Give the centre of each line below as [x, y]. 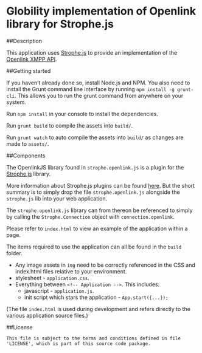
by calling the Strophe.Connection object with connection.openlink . [90, 216]
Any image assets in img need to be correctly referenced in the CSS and [105, 265]
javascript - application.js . [59, 290]
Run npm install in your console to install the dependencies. [82, 114]
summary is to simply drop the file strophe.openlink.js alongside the [93, 192]
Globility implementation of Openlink [101, 11]
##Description [24, 41]
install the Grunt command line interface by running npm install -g [91, 89]
